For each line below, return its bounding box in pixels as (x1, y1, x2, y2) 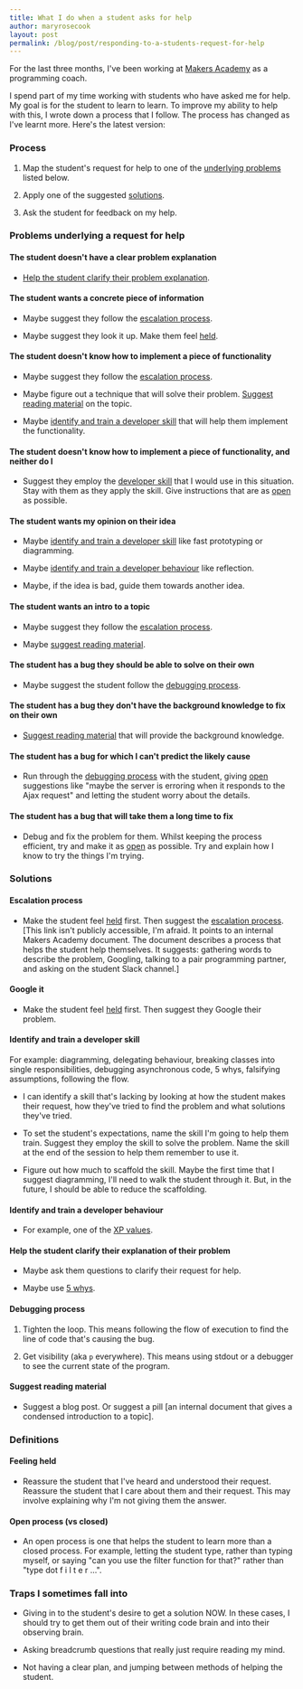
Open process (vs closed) (9, 1515, 109, 1526)
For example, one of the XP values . (22, 1224, 154, 1235)
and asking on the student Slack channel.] (22, 963, 180, 974)
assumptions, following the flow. (9, 1073, 129, 1085)
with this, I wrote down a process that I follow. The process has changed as (9, 109, 290, 120)
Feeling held (9, 1456, 57, 1467)
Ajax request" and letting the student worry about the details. (22, 790, 251, 801)
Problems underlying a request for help (9, 230, 185, 242)
